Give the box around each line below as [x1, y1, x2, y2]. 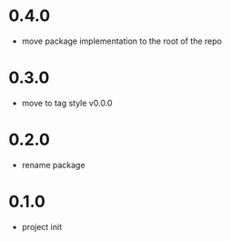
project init [21, 221, 63, 232]
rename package [21, 159, 85, 170]
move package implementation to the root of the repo [21, 35, 222, 46]
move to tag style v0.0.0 [21, 97, 113, 108]
